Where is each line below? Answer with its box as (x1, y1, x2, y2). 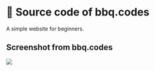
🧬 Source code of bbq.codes (6, 5, 150, 19)
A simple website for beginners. (6, 25, 85, 32)
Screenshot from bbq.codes (6, 42, 113, 53)
